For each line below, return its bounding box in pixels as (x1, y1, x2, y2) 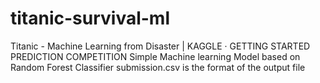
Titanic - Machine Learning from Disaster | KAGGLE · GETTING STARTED (10, 40, 311, 52)
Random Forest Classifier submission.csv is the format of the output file (10, 61, 306, 73)
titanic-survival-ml (10, 7, 171, 30)
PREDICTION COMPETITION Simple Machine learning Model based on (10, 50, 301, 62)
